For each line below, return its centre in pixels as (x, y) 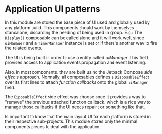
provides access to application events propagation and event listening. (76, 62)
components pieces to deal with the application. (53, 126)
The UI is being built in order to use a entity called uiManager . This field (77, 57)
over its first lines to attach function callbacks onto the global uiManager (77, 82)
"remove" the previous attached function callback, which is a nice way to (78, 102)
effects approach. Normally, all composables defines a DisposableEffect (78, 77)
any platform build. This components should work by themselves (70, 27)
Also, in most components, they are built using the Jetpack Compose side (79, 72)
